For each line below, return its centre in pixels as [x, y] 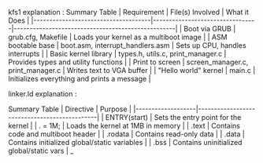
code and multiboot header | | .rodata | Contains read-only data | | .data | [127, 134]
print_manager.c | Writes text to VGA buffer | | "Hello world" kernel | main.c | [132, 70]
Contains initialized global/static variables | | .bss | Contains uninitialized [125, 142]
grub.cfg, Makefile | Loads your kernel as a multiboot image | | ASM [118, 37]
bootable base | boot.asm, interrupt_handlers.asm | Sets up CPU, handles [127, 45]
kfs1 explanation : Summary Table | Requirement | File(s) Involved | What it [129, 12]
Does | [19, 20]
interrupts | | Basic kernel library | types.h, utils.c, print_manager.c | [117, 54]
